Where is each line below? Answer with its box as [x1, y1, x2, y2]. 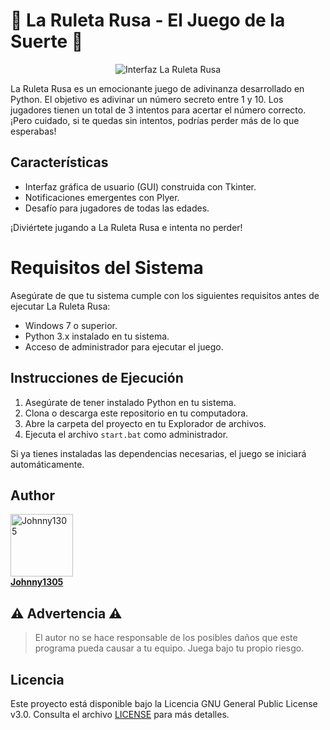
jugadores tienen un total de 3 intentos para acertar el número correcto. [10, 104, 307, 116]
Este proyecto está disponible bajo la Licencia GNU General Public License [10, 697, 318, 709]
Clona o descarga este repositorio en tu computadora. [24, 407, 249, 419]
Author [10, 487, 55, 504]
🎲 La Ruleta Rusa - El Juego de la [10, 9, 286, 32]
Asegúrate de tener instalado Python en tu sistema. [24, 396, 237, 408]
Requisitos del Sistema [10, 256, 204, 279]
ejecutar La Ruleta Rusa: [10, 300, 111, 312]
